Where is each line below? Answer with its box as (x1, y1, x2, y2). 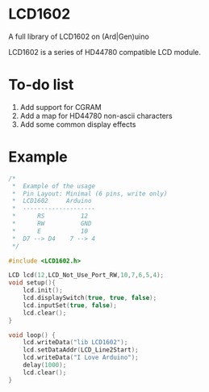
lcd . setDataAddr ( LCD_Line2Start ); (23, 346, 139, 354)
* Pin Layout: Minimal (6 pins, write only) (11, 189, 168, 198)
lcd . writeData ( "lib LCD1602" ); (23, 339, 128, 347)
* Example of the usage (11, 182, 95, 190)
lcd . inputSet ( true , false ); (23, 301, 117, 310)
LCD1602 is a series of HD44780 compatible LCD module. (8, 47, 202, 57)
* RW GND (11, 220, 92, 228)
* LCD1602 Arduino (11, 197, 92, 205)
